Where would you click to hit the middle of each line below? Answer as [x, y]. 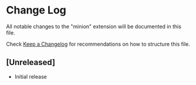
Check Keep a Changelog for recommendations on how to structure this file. [98, 44]
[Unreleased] [31, 62]
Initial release [31, 76]
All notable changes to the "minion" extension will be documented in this [94, 26]
